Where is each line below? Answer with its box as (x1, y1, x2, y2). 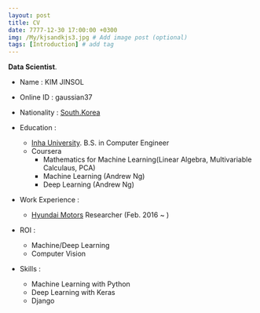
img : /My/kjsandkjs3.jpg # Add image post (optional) (8, 33, 189, 42)
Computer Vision (31, 249, 86, 259)
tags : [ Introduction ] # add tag (8, 41, 114, 49)
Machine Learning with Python (31, 279, 131, 289)
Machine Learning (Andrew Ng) (42, 172, 145, 181)
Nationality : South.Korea (19, 107, 101, 118)
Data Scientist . (8, 62, 57, 71)
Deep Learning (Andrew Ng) (42, 180, 135, 189)
